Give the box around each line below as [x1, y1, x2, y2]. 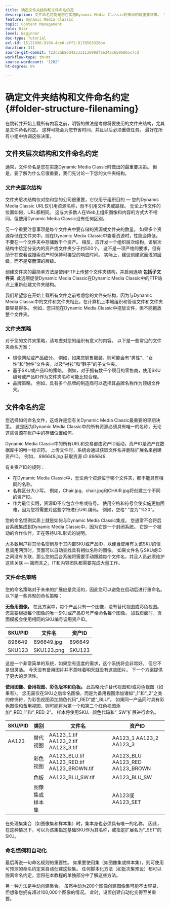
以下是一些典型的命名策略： [5, 593, 63, 599]
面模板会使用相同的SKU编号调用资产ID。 [5, 616, 90, 622]
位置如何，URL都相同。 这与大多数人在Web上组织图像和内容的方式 [5, 209, 145, 216]
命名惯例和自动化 [5, 847, 47, 854]
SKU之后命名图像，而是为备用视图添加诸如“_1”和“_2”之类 [44, 690, 162, 696]
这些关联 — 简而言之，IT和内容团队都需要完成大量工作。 [5, 560, 123, 566]
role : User [5, 26, 28, 31]
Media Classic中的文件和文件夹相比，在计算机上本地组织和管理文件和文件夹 [5, 299, 163, 305]
